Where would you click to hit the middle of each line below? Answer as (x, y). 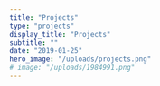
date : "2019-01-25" (46, 51)
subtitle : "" (34, 43)
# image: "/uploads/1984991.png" (72, 68)
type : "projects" (42, 26)
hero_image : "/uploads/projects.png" (80, 59)
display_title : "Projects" (60, 34)
